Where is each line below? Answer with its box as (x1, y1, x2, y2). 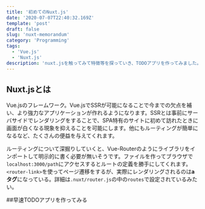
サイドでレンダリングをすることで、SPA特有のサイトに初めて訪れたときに (11, 117, 199, 124)
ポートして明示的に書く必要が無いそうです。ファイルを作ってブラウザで (11, 153, 193, 160)
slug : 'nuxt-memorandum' (6, 32, 70, 38)
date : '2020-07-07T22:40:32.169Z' (6, 15, 95, 21)
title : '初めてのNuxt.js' (6, 9, 69, 15)
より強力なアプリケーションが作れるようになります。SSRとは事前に (17, 109, 188, 117)
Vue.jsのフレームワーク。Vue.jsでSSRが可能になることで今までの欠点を (6, 101, 187, 109)
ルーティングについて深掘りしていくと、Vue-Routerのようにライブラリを (6, 145, 190, 153)
